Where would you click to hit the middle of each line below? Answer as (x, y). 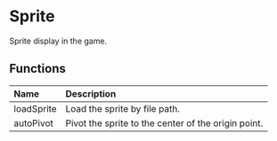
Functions (38, 69)
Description (91, 93)
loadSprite (35, 108)
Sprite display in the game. (58, 41)
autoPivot (33, 123)
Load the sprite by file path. (123, 108)
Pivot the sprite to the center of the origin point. (164, 123)
